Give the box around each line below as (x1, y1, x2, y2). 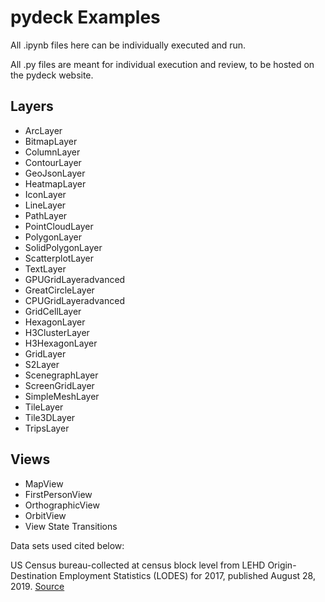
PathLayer (24, 209, 68, 221)
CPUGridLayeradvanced (24, 294, 125, 306)
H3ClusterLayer (24, 326, 90, 338)
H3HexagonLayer (24, 337, 98, 349)
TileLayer (24, 401, 64, 413)
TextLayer (24, 262, 67, 275)
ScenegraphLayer (24, 369, 99, 381)
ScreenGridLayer (24, 379, 95, 391)
